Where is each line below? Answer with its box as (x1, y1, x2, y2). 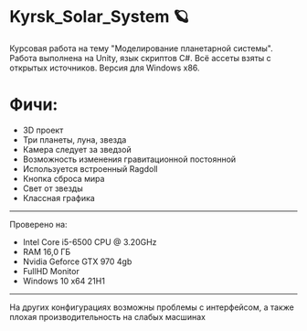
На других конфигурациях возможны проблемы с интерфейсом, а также (9, 302, 294, 313)
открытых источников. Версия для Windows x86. (9, 62, 200, 73)
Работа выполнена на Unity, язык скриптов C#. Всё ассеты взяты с (9, 52, 271, 63)
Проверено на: (9, 219, 68, 230)
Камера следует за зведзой (22, 144, 132, 155)
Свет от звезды (22, 183, 84, 194)
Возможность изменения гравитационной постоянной (22, 154, 237, 165)
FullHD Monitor (22, 265, 79, 276)
